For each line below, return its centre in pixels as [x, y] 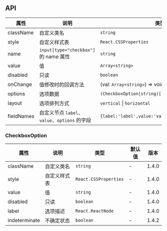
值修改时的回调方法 [62, 84]
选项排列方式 [54, 103]
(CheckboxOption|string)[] [132, 94]
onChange [20, 84]
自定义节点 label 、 [61, 113]
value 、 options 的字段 [65, 120]
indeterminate [24, 221]
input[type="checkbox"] [67, 50]
